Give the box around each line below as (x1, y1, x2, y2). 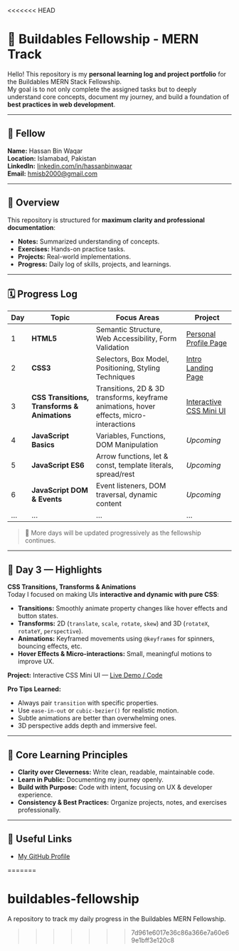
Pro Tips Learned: (7, 685, 62, 693)
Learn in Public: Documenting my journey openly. (17, 775, 164, 784)
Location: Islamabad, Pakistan (7, 154, 97, 163)
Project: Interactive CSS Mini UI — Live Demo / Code (7, 671, 163, 680)
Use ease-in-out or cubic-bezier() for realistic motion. (17, 706, 179, 715)
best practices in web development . (7, 100, 116, 109)
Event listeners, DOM (95, 481, 166, 491)
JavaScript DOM (31, 485, 89, 495)
